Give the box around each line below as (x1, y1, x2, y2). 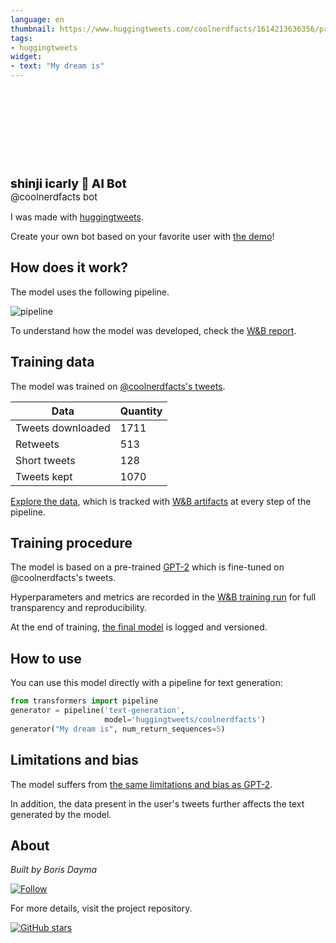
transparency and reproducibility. (10, 602, 147, 614)
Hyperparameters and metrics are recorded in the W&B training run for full (10, 591, 317, 603)
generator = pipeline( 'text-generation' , (10, 706, 186, 716)
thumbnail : (10, 24, 56, 34)
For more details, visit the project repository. (10, 902, 193, 915)
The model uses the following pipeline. (10, 286, 170, 298)
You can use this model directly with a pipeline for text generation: (10, 677, 283, 689)
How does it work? (10, 259, 129, 276)
